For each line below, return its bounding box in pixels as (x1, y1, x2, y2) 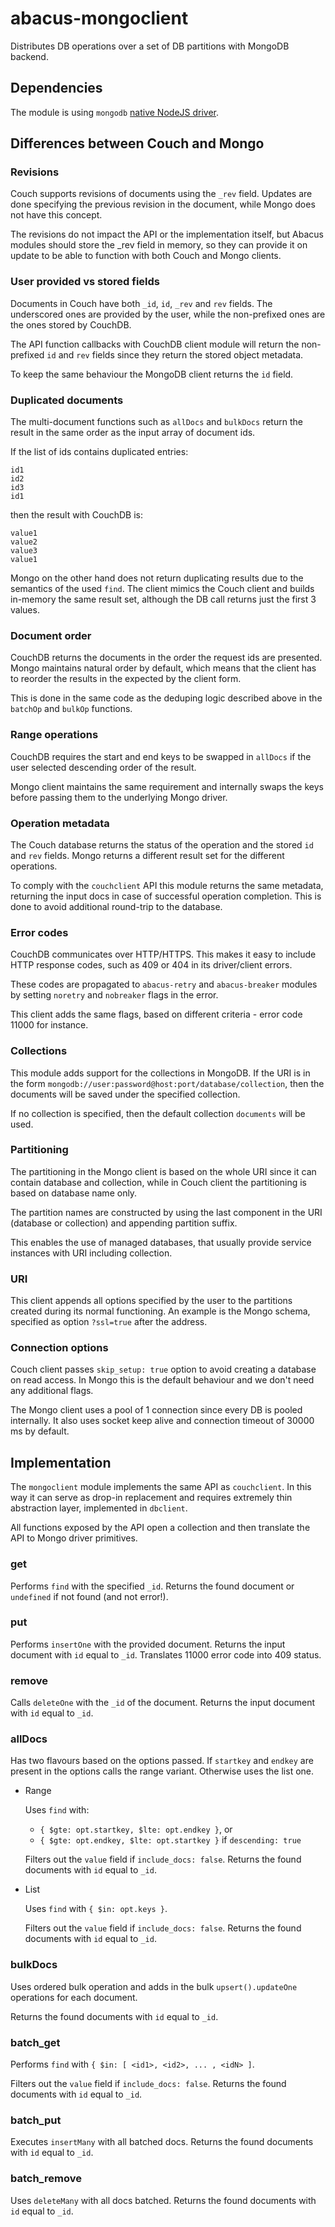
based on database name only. (10, 1187, 138, 1199)
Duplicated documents (10, 393, 124, 407)
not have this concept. (10, 209, 103, 221)
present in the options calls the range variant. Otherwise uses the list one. (10, 1765, 315, 1777)
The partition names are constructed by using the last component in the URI (10, 1206, 323, 1218)
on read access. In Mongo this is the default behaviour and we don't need (10, 1374, 315, 1386)
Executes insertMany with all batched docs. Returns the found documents (10, 2136, 314, 2148)
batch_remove (10, 2172, 82, 2186)
